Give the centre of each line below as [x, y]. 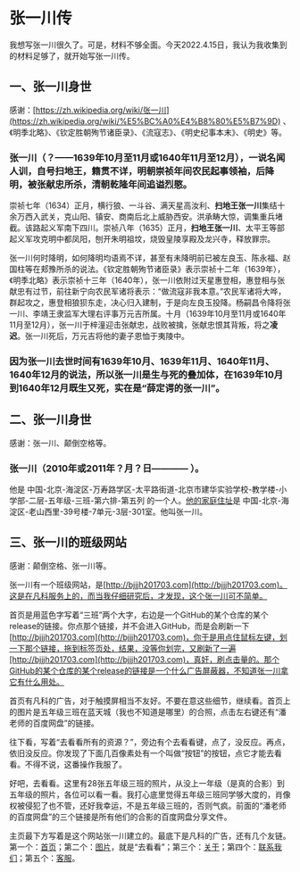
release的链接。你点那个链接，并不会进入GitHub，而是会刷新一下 [129, 626]
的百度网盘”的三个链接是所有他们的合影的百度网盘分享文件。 [121, 817]
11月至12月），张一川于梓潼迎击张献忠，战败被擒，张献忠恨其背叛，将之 [140, 325]
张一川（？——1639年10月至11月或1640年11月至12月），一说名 [143, 157]
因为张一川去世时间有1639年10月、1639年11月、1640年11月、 [142, 361]
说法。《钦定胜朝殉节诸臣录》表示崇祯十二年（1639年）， [182, 270]
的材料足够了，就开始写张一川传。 [72, 55]
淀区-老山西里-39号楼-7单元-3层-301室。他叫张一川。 [108, 512]
